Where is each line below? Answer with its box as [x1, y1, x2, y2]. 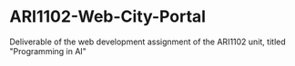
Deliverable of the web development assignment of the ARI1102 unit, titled [9, 36, 287, 47]
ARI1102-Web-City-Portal [9, 6, 207, 27]
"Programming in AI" [9, 45, 86, 56]
